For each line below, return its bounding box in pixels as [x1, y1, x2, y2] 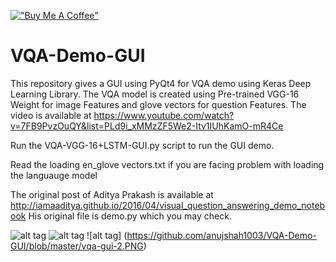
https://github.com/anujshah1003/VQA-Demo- [126, 229, 317, 241]
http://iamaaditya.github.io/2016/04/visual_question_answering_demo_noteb [10, 199, 326, 211]
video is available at [10, 109, 92, 121]
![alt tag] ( [86, 229, 128, 241]
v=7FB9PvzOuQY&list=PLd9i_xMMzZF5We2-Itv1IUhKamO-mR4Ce [10, 120, 284, 132]
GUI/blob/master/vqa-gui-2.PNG [10, 240, 144, 252]
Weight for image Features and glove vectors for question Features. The [10, 98, 307, 110]
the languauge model [10, 169, 98, 181]
